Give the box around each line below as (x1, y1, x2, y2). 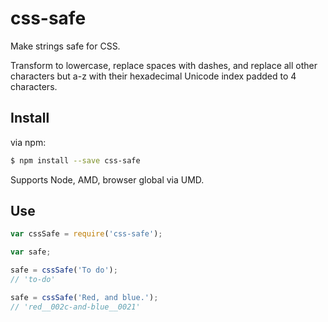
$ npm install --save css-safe (10, 155, 141, 166)
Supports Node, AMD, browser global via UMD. (10, 173, 205, 186)
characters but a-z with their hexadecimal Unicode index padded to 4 (10, 70, 297, 82)
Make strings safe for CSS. (10, 40, 121, 52)
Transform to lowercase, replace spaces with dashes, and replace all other (10, 59, 318, 71)
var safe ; (10, 247, 52, 257)
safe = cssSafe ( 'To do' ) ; (10, 265, 118, 276)
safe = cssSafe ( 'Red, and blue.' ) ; (10, 292, 159, 302)
